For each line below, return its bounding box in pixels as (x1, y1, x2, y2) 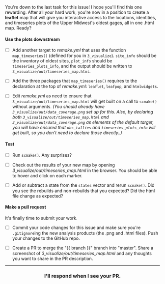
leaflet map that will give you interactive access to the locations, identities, (5, 15, 156, 20)
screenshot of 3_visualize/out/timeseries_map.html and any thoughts (12, 251, 152, 256)
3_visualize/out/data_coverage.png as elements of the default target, (12, 119, 154, 125)
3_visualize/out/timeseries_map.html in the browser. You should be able (12, 167, 158, 173)
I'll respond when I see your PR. (44, 273, 121, 280)
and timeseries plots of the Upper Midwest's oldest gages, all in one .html (5, 20, 154, 26)
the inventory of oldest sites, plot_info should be (12, 58, 112, 64)
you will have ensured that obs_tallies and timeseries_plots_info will (12, 125, 156, 131)
